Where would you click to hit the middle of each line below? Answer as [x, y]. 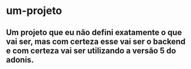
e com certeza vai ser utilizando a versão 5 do [91, 51]
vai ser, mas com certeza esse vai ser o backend [96, 41]
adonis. [20, 60]
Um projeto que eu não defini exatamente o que [94, 32]
